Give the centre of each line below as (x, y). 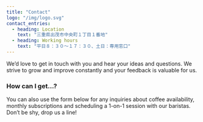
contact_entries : (29, 23)
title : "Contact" (29, 12)
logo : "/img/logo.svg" (35, 18)
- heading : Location (38, 29)
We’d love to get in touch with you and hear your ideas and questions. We (99, 63)
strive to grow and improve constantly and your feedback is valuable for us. (102, 70)
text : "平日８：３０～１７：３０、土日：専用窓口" (74, 47)
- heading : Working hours (45, 40)
